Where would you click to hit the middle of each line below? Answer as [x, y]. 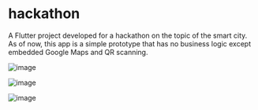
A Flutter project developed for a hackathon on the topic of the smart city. [128, 35]
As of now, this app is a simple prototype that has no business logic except [129, 43]
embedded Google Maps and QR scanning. [78, 52]
